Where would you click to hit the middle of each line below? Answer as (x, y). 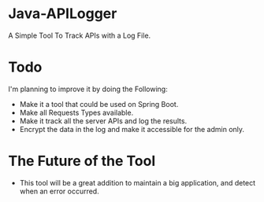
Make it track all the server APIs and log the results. (103, 121)
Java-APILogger (63, 14)
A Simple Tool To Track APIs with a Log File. (80, 35)
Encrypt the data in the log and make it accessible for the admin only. (132, 129)
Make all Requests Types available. (76, 112)
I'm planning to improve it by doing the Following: (88, 89)
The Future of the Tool (82, 161)
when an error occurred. (59, 191)
